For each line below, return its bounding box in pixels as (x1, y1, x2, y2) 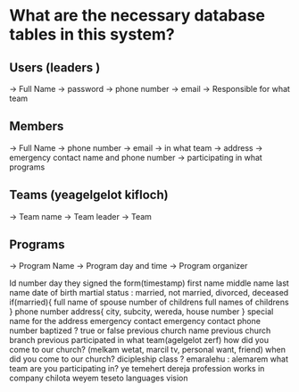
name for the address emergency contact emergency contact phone (9, 316, 262, 327)
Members (9, 119, 64, 134)
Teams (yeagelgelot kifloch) (9, 188, 169, 203)
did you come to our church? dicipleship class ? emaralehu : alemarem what (9, 354, 288, 364)
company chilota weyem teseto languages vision (9, 372, 189, 384)
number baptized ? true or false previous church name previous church (9, 325, 271, 336)
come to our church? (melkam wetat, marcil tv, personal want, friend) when (9, 345, 287, 355)
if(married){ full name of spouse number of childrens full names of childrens (9, 296, 289, 308)
